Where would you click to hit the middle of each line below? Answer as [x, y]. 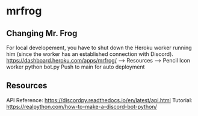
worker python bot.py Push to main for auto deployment [76, 67]
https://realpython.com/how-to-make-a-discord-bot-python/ [82, 106]
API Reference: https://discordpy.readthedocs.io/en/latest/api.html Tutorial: [99, 100]
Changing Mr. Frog [42, 33]
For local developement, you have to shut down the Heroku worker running [99, 47]
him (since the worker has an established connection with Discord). [90, 54]
